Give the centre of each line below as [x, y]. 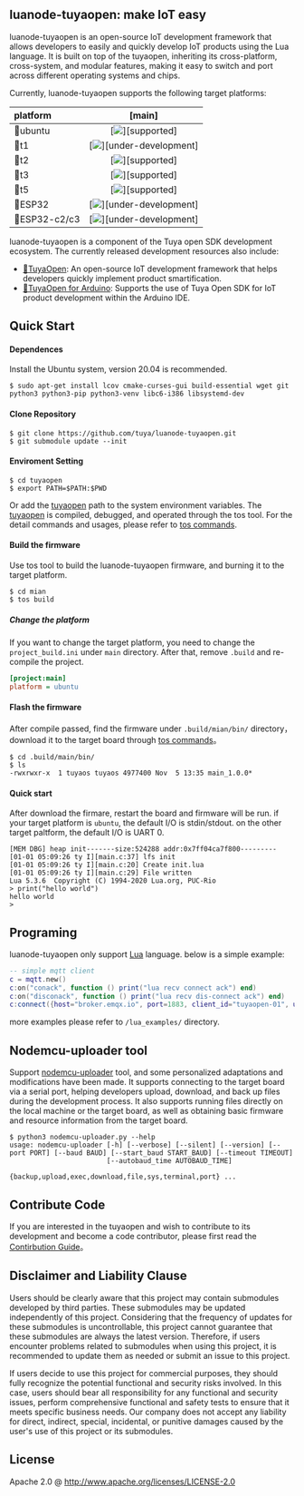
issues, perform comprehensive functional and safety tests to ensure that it [149, 1402]
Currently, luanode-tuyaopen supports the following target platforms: [138, 93]
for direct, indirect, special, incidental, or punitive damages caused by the [146, 1421]
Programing [43, 932]
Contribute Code [57, 1204]
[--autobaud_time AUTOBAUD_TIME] [169, 1161]
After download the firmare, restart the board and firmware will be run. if [144, 813]
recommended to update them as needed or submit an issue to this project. [150, 1355]
